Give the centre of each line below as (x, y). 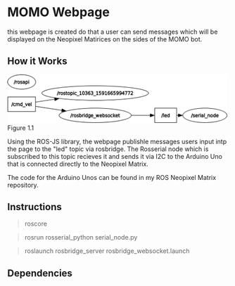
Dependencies (40, 273)
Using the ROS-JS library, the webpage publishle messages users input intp (117, 141)
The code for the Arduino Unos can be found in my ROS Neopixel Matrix (112, 177)
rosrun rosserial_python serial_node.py (81, 238)
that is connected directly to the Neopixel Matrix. (78, 164)
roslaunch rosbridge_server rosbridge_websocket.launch (107, 251)
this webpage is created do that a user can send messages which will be (113, 32)
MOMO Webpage (59, 12)
